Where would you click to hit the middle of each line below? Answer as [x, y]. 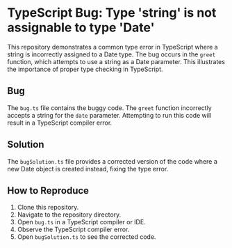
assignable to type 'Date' [81, 28]
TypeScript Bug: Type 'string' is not [112, 13]
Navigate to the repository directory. [69, 215]
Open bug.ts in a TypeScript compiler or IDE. [81, 222]
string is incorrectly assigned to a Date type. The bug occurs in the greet [111, 54]
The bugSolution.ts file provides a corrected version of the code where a [112, 161]
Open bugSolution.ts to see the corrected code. [86, 237]
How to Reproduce [48, 191]
